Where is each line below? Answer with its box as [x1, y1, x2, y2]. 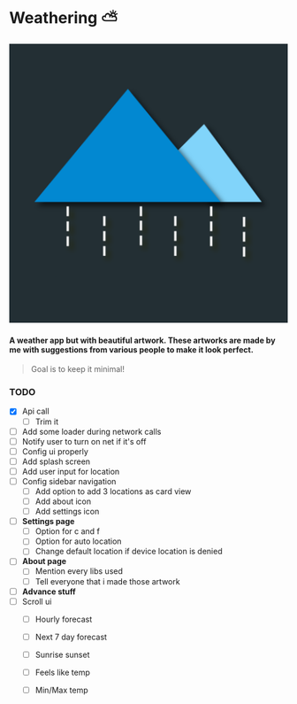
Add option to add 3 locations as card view [34, 485, 192, 497]
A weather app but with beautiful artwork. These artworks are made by [9, 335, 276, 345]
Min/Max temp [34, 685, 88, 695]
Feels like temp [34, 667, 91, 677]
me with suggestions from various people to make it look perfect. [9, 344, 254, 355]
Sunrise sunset [34, 649, 90, 660]
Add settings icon [34, 507, 100, 517]
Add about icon [34, 496, 91, 507]
